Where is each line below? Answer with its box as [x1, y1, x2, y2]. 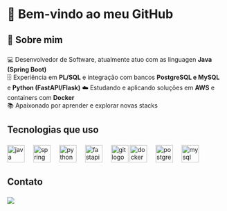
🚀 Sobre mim [7, 34, 64, 46]
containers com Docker [7, 93, 75, 101]
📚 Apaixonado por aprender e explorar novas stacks [7, 101, 158, 110]
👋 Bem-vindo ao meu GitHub [7, 6, 174, 22]
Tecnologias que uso [7, 124, 99, 135]
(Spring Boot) [7, 65, 47, 74]
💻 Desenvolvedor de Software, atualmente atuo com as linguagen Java [7, 55, 212, 63]
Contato [7, 176, 43, 188]
